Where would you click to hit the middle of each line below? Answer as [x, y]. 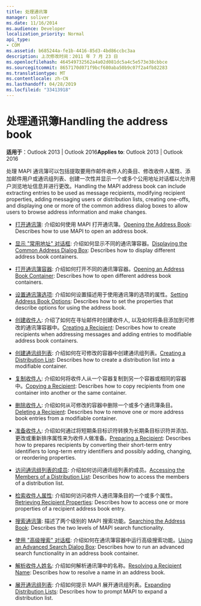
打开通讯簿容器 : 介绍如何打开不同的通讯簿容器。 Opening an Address [100, 269]
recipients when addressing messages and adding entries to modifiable [103, 334]
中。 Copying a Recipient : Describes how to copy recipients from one [100, 386]
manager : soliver [28, 17]
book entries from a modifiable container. [66, 418]
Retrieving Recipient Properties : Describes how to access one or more [102, 502]
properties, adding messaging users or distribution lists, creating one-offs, [98, 199]
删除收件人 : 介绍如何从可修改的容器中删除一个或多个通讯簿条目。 [95, 405]
